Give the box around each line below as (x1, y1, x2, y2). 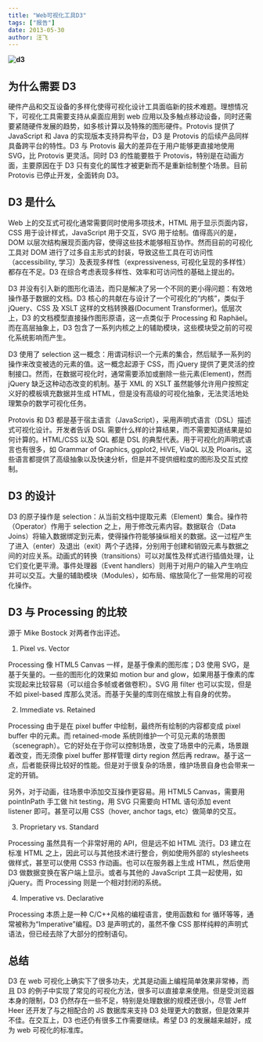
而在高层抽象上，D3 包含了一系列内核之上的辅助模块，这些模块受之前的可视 (8, 322, 253, 332)
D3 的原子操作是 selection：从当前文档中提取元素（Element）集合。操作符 (8, 512, 248, 521)
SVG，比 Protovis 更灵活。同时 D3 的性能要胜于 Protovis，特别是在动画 (8, 151, 238, 161)
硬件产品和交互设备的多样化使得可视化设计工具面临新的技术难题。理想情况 (8, 102, 248, 111)
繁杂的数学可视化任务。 (14, 398, 91, 408)
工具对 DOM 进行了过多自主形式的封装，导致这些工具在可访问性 (8, 247, 214, 257)
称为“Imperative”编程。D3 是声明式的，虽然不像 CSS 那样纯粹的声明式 (21, 919, 249, 928)
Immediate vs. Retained (19, 705, 95, 714)
